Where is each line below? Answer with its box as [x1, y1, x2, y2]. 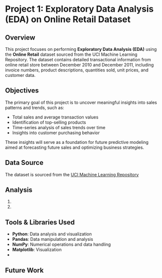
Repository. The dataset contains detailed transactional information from [5, 57, 151, 62]
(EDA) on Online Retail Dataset [5, 14, 131, 25]
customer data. [5, 72, 36, 78]
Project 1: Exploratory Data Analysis [5, 3, 154, 15]
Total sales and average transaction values [12, 114, 99, 120]
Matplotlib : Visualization [12, 247, 62, 253]
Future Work [5, 266, 44, 275]
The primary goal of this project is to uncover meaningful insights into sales [5, 99, 158, 105]
